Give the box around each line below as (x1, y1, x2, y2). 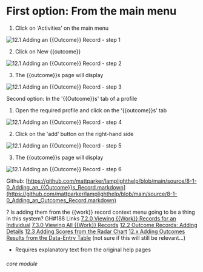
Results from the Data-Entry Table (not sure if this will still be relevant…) (6, 234, 186, 241)
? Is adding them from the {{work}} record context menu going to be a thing (6, 208, 195, 216)
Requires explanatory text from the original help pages (15, 246, 151, 253)
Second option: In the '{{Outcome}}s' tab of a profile (6, 95, 138, 102)
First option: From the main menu (6, 4, 177, 18)
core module (6, 260, 38, 267)
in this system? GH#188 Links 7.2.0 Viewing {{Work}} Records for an (6, 214, 177, 222)
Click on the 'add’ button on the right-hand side (15, 130, 134, 137)
